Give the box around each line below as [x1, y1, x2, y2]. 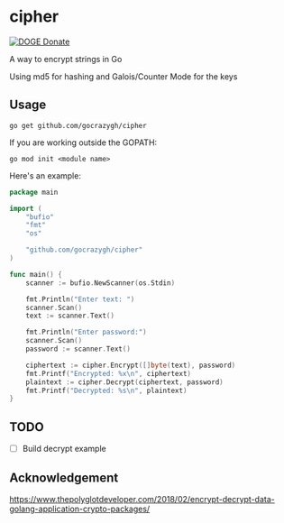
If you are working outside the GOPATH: [9, 137, 158, 148]
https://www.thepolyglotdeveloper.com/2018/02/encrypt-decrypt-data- [9, 493, 275, 504]
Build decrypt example [22, 444, 106, 454]
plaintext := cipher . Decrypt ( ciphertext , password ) [25, 377, 224, 387]
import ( [9, 204, 42, 213]
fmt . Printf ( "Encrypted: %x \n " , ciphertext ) [25, 369, 192, 378]
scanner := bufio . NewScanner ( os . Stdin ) [25, 278, 176, 288]
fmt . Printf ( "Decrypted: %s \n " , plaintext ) [25, 386, 188, 395]
